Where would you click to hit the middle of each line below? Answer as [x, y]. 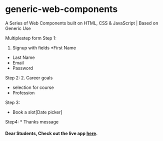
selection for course [33, 87]
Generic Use [18, 28]
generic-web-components [61, 9]
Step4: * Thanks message [32, 121]
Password [23, 68]
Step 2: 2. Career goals [29, 77]
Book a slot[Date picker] [37, 112]
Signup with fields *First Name [44, 47]
